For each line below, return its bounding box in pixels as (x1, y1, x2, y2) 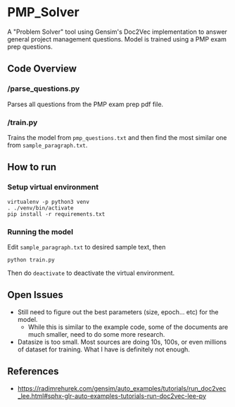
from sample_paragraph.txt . (7, 141, 88, 149)
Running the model (7, 226, 74, 236)
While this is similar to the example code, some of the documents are (27, 323, 229, 331)
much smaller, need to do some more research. (27, 330, 165, 338)
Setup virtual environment (7, 182, 99, 192)
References (7, 366, 59, 377)
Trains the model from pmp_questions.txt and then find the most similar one (7, 133, 227, 141)
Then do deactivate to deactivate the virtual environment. (7, 269, 175, 277)
